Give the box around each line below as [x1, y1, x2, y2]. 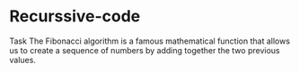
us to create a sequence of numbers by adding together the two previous [9, 44, 280, 55]
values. [9, 54, 36, 65]
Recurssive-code [9, 6, 141, 27]
